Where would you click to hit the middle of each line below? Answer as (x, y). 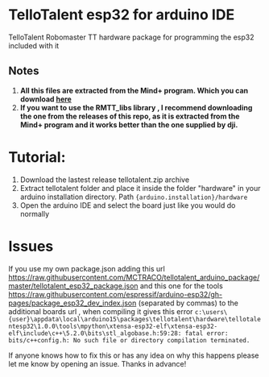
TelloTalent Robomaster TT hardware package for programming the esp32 (131, 37)
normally (35, 213)
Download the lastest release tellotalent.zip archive (105, 180)
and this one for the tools (181, 286)
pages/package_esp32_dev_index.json (72, 303)
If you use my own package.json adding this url (87, 268)
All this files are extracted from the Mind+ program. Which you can (134, 90)
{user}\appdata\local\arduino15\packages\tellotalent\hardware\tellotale (135, 319)
